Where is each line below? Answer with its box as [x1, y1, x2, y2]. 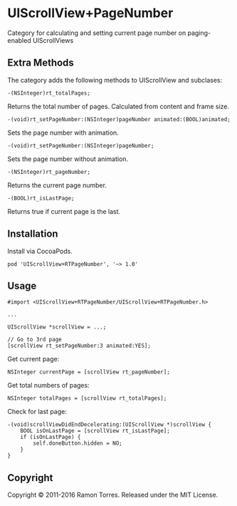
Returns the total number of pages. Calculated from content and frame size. [7, 102, 230, 110]
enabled [7, 36, 31, 44]
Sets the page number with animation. [7, 128, 119, 137]
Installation [7, 228, 58, 240]
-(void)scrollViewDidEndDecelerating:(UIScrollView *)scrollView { [7, 421, 212, 428]
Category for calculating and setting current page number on [7, 29, 186, 37]
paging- [187, 29, 211, 37]
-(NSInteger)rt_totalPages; [7, 89, 91, 97]
